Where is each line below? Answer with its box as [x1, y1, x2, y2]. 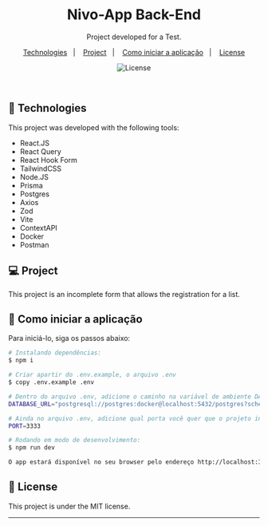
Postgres [19, 189, 50, 199]
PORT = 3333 [8, 421, 41, 430]
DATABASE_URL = [8, 400, 56, 408]
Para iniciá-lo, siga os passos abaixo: [8, 334, 130, 343]
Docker [19, 231, 45, 241]
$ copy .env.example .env [8, 378, 94, 386]
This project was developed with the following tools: [8, 122, 179, 132]
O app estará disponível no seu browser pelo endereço [8, 458, 195, 466]
